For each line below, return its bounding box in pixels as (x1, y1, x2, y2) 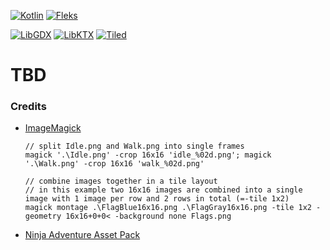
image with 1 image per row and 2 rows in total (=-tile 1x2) (24, 194, 290, 204)
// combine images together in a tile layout (24, 176, 218, 187)
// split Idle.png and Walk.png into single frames (24, 141, 245, 152)
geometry (24, 211, 62, 222)
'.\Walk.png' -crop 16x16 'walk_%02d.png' (24, 159, 205, 169)
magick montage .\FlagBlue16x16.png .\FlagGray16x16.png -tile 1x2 (24, 203, 312, 213)
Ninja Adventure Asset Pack (24, 229, 141, 241)
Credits (10, 100, 47, 114)
